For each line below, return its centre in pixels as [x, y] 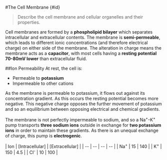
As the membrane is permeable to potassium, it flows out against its [75, 93]
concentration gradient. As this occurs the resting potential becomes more [82, 98]
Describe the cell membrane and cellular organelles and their [80, 17]
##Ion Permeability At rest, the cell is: [44, 68]
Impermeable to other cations [43, 83]
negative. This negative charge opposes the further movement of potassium [84, 104]
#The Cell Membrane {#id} [33, 7]
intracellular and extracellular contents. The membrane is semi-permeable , [83, 37]
